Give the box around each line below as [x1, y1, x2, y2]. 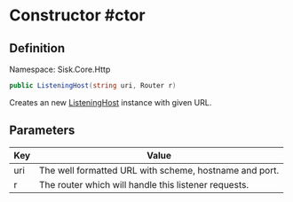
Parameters [9, 123, 75, 138]
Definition [9, 41, 65, 56]
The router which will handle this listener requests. [38, 178, 249, 190]
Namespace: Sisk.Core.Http [9, 64, 111, 74]
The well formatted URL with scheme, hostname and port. [38, 164, 280, 176]
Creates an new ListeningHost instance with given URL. [9, 97, 212, 107]
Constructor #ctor [9, 5, 146, 26]
